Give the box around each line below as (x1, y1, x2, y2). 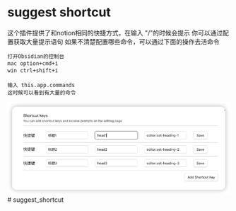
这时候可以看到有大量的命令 (7, 89, 76, 96)
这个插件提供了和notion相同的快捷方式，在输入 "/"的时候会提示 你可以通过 (7, 28, 223, 37)
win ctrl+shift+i (7, 67, 59, 74)
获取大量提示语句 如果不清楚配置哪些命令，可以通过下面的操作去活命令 (13, 37, 220, 46)
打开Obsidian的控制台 (7, 52, 65, 60)
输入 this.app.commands (7, 81, 76, 89)
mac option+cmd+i (7, 59, 59, 67)
